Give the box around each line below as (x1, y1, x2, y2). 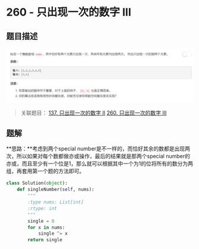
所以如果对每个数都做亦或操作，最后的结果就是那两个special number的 (16, 153, 191, 160)
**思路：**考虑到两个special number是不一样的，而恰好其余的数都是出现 (6, 145, 185, 152)
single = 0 (27, 218, 55, 224)
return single (27, 237, 63, 243)
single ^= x (38, 230, 68, 236)
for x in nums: (27, 225, 66, 230)
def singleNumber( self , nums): (17, 186, 95, 193)
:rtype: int (27, 205, 58, 211)
